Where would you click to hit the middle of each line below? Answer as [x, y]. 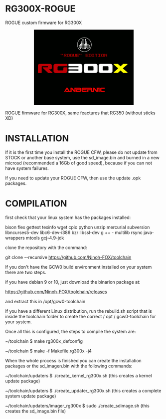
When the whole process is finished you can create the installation [74, 360]
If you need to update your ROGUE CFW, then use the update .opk [73, 178]
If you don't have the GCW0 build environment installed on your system [79, 267]
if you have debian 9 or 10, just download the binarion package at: [73, 282]
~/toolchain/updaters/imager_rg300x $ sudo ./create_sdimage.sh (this [77, 405]
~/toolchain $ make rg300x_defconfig [44, 341]
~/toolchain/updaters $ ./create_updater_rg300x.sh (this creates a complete [83, 390]
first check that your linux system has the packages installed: [68, 217]
